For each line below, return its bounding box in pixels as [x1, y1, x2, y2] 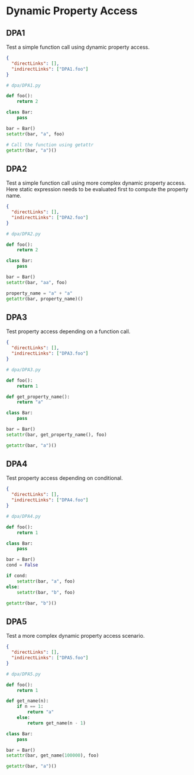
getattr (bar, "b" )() [6, 600, 57, 606]
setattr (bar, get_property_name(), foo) [6, 432, 108, 438]
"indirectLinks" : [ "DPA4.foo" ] [11, 497, 89, 503]
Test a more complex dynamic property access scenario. [6, 632, 145, 640]
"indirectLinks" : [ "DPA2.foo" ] [11, 214, 89, 220]
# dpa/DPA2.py [6, 230, 41, 237]
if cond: [6, 573, 28, 579]
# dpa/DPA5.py [6, 671, 41, 677]
